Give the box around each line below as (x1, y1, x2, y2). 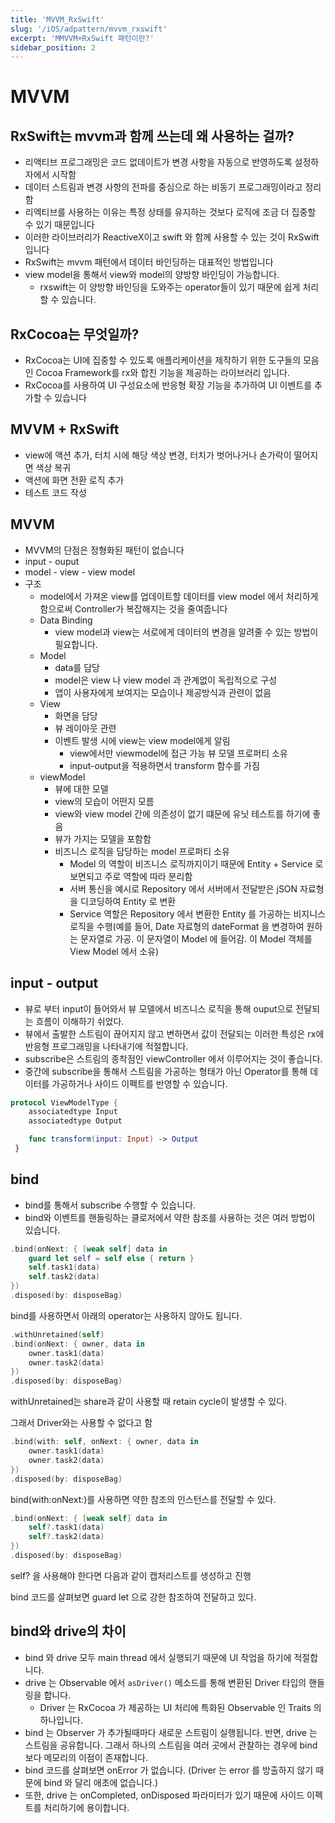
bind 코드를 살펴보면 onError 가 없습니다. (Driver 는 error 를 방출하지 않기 (24, 1764, 314, 1776)
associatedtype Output (28, 1116, 123, 1126)
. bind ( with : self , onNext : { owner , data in (10, 1437, 199, 1447)
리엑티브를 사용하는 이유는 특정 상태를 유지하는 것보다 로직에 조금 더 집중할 (24, 206, 317, 218)
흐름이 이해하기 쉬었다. (35, 1015, 125, 1027)
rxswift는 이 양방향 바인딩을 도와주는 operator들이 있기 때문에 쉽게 (39, 281, 301, 293)
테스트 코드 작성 (24, 486, 87, 498)
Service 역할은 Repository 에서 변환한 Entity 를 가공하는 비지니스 (69, 907, 326, 920)
